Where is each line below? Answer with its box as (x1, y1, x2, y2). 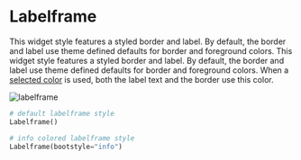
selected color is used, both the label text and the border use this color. (9, 74, 274, 84)
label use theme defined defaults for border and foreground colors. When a (9, 65, 289, 76)
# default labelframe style (9, 109, 115, 118)
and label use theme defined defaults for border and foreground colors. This (9, 45, 293, 56)
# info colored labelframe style (9, 133, 135, 143)
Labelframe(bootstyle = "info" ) (9, 142, 123, 151)
